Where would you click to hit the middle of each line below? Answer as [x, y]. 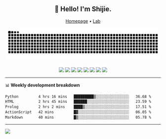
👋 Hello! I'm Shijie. [83, 9]
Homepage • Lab [83, 21]
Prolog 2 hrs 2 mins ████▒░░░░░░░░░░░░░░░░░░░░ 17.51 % [78, 107]
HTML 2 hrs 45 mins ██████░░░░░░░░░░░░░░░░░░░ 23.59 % [78, 102]
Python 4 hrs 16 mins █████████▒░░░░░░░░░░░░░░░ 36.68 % [78, 96]
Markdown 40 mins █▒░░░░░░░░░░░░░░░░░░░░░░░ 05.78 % [78, 117]
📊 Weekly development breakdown [42, 85]
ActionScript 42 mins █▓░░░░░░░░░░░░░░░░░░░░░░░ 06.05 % [78, 112]
